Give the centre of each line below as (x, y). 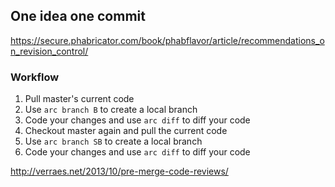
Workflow (35, 77)
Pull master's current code (79, 99)
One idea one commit (78, 16)
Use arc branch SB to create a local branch (113, 141)
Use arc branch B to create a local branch (111, 110)
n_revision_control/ (49, 51)
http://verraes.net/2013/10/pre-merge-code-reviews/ (119, 171)
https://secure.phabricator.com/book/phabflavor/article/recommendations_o (167, 40)
